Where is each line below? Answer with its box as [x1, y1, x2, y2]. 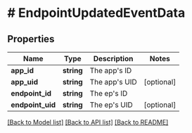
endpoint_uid [11, 100, 56, 110]
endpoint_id [11, 89, 51, 98]
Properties [7, 33, 55, 45]
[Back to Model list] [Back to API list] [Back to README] [7, 118, 169, 126]
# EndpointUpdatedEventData [7, 5, 186, 21]
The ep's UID [89, 100, 134, 110]
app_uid [11, 77, 39, 87]
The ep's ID [89, 89, 128, 98]
